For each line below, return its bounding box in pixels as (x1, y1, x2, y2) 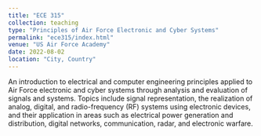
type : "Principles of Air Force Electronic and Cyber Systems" (8, 26, 219, 34)
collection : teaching (8, 19, 79, 27)
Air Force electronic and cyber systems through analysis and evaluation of (8, 85, 248, 94)
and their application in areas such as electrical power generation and (8, 110, 234, 119)
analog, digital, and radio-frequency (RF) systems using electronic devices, (8, 101, 251, 111)
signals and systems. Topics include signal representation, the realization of (8, 94, 253, 103)
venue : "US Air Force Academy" (8, 41, 111, 49)
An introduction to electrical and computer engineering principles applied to (8, 76, 253, 86)
